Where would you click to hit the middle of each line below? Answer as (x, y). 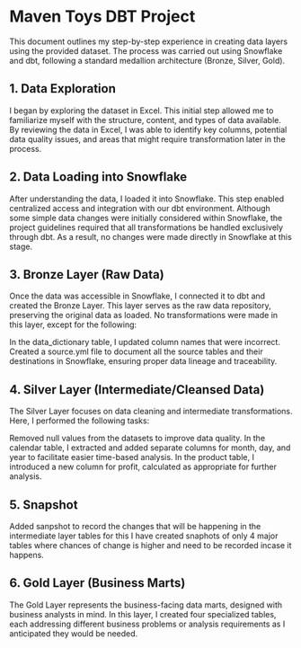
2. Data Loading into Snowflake (98, 177)
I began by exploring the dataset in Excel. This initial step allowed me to (142, 111)
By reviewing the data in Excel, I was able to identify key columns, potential (148, 129)
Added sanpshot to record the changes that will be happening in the (135, 526)
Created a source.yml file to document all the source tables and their (136, 351)
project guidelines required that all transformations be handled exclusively (146, 227)
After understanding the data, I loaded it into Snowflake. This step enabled (147, 199)
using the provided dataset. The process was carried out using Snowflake (146, 50)
